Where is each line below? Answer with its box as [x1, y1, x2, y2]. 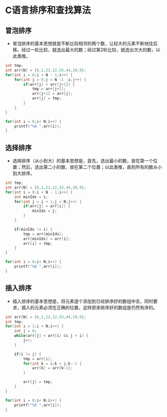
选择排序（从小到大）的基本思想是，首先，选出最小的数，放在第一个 [12, 158, 153, 164]
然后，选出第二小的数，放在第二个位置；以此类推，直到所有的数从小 [21, 164, 162, 170]
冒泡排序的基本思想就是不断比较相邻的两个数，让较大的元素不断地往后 [12, 41, 158, 46]
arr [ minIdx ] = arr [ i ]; [23, 236, 71, 241]
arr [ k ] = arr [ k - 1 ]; [32, 366, 73, 371]
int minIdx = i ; [14, 194, 49, 199]
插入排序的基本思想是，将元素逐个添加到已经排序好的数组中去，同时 [12, 298, 153, 304]
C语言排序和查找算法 [5, 5, 91, 16]
